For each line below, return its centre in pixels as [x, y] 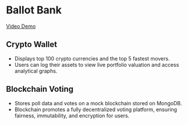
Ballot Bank [34, 10]
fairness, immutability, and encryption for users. [72, 115]
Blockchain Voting [40, 89]
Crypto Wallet [31, 44]
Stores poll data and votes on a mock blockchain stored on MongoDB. [98, 103]
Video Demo [21, 26]
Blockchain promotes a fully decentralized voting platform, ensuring [96, 109]
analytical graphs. [36, 71]
